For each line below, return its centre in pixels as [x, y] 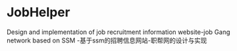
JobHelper [38, 12]
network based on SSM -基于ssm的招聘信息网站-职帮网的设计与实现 [107, 40]
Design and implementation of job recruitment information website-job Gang [118, 32]
